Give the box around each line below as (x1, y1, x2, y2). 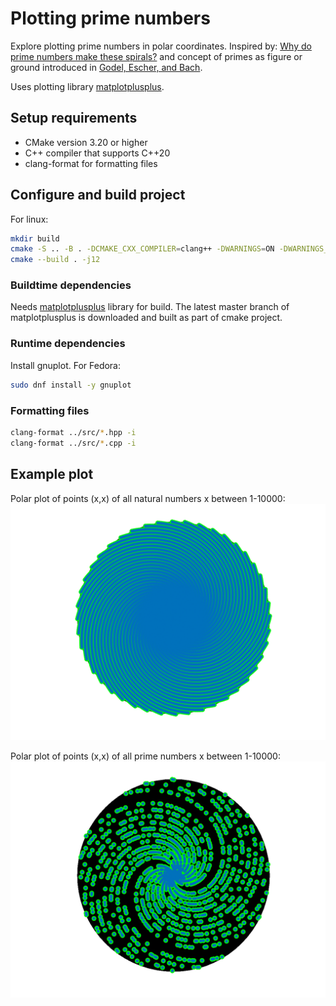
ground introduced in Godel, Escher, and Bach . (10, 61, 203, 73)
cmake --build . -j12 (10, 255, 101, 265)
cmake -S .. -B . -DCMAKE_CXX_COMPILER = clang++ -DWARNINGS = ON (10, 244, 275, 254)
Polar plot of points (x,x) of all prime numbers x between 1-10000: (10, 750, 281, 762)
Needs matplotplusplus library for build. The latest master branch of (10, 301, 290, 313)
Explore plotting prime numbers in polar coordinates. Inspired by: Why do (10, 40, 312, 52)
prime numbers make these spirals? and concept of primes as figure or (10, 50, 303, 62)
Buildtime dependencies (10, 278, 132, 292)
